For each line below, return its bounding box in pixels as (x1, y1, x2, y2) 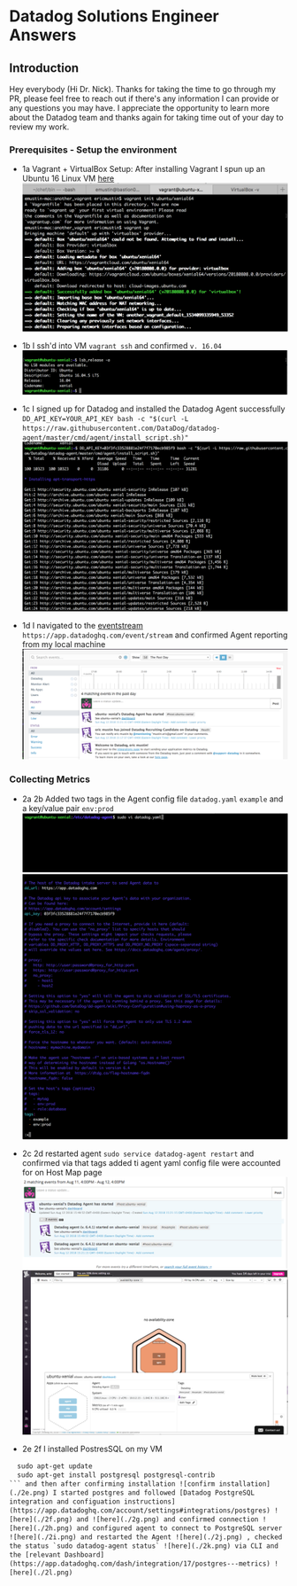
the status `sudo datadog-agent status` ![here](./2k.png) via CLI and (9, 1541, 278, 1551)
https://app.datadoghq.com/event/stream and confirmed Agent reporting (21, 629, 288, 640)
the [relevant (9, 1550, 62, 1559)
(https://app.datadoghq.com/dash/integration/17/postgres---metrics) (9, 1559, 271, 1568)
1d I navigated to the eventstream (21, 621, 143, 630)
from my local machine (21, 639, 106, 649)
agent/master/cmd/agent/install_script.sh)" (21, 433, 189, 442)
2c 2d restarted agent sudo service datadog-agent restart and (21, 1148, 255, 1159)
